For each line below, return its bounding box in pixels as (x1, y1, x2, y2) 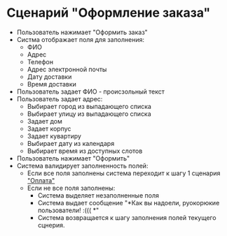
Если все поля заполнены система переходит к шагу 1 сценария (27, 169, 221, 177)
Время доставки (27, 80, 76, 88)
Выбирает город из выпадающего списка (27, 102, 152, 110)
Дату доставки (27, 72, 72, 81)
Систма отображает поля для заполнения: (16, 35, 145, 43)
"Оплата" (27, 176, 55, 184)
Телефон (27, 57, 54, 66)
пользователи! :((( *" (37, 206, 99, 214)
